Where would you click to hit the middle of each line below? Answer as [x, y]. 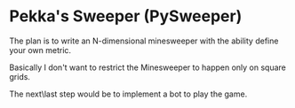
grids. [20, 76]
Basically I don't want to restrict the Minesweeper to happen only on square [148, 67]
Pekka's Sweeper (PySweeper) [126, 16]
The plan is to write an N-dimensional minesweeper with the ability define [144, 41]
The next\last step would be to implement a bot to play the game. [128, 94]
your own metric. [40, 50]
